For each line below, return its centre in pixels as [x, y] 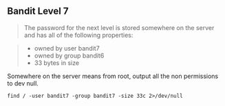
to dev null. [23, 83]
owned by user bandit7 [67, 48]
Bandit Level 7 [38, 11]
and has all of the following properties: [78, 35]
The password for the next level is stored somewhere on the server [119, 27]
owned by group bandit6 [69, 55]
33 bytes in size [57, 63]
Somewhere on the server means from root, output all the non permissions [113, 76]
